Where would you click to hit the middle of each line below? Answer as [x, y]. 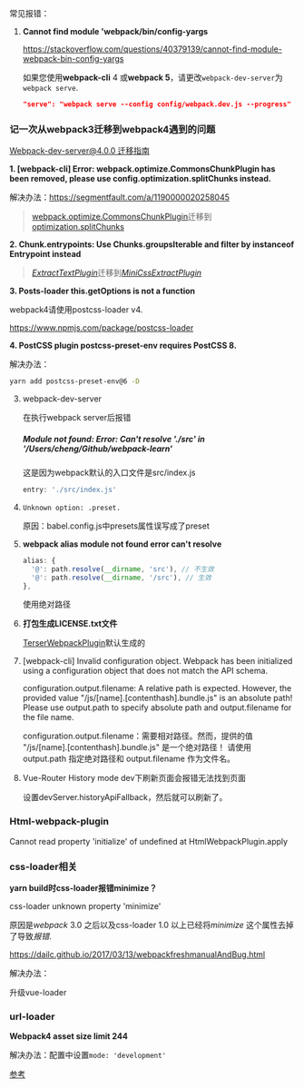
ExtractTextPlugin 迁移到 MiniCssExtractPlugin [117, 273]
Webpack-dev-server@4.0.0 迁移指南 [79, 151]
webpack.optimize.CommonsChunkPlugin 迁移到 [122, 217]
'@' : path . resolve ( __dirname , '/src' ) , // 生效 [121, 578]
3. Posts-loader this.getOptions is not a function [103, 291]
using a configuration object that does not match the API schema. [145, 671]
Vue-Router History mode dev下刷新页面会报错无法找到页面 [134, 778]
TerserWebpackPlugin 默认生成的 [83, 643]
